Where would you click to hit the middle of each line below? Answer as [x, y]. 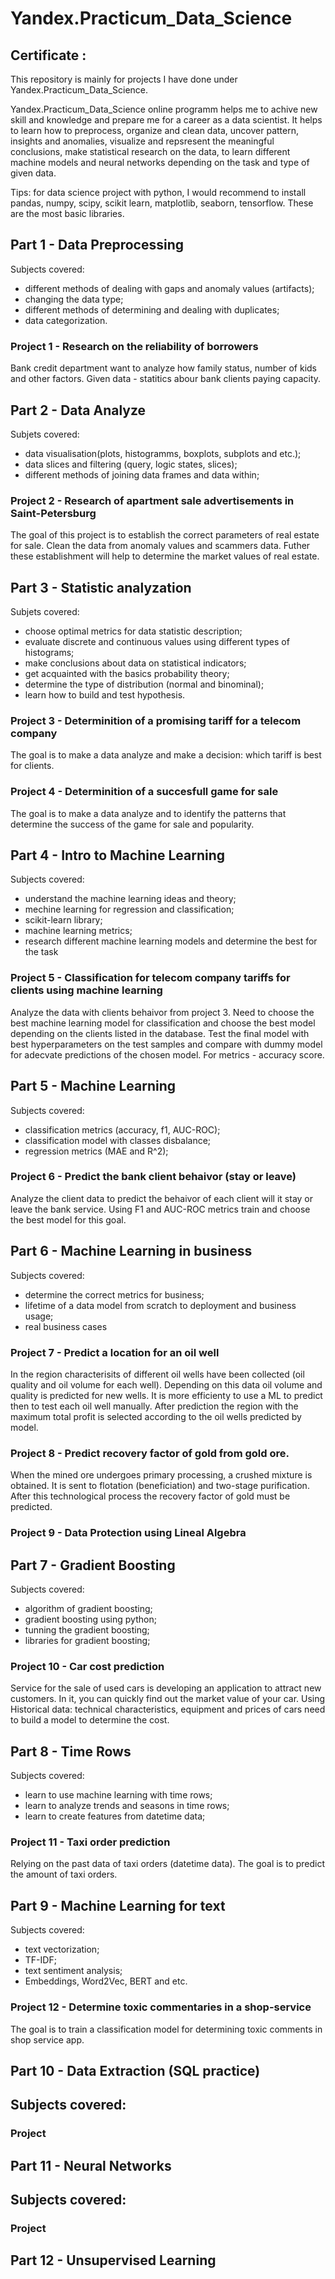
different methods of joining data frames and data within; [142, 474]
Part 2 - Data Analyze [78, 410]
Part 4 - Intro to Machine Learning [118, 855]
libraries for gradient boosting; [87, 1640]
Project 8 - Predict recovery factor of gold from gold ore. [150, 1453]
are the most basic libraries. [67, 213]
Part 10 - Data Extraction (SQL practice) [135, 2070]
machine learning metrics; [78, 931]
